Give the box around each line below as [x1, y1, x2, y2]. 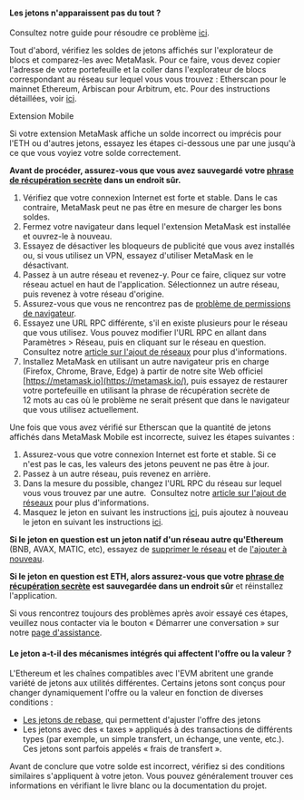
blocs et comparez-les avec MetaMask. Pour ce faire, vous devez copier [9, 54, 281, 65]
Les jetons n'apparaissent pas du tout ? [9, 7, 162, 18]
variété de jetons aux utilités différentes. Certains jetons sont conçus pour [9, 678, 286, 688]
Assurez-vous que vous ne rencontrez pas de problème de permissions [22, 298, 291, 309]
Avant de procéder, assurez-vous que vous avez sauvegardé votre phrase [9, 165, 294, 176]
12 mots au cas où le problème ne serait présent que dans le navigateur [22, 395, 290, 405]
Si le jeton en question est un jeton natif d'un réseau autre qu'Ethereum [9, 534, 284, 545]
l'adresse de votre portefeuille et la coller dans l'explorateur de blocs [9, 64, 267, 75]
